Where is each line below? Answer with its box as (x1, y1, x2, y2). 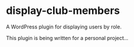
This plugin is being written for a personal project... (6, 34, 129, 41)
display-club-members (6, 4, 121, 17)
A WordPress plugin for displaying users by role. (6, 23, 122, 30)
